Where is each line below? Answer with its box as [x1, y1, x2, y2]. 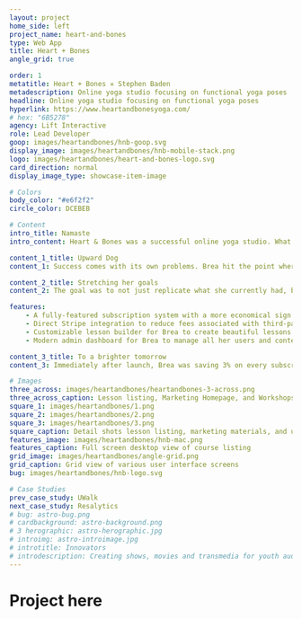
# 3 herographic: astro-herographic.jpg [9, 526, 164, 535]
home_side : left [9, 22, 70, 31]
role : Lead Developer [9, 129, 91, 139]
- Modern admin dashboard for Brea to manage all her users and [25, 336, 271, 345]
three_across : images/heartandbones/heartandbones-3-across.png [9, 385, 255, 394]
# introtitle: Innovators [9, 544, 106, 553]
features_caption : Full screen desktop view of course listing [9, 444, 252, 453]
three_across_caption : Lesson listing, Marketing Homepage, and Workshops [9, 394, 296, 402]
